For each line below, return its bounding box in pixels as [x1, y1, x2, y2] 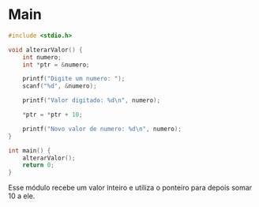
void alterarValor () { [8, 46, 83, 54]
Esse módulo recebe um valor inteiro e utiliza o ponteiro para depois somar [8, 183, 253, 193]
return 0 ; [22, 161, 55, 169]
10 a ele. [8, 191, 36, 201]
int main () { [8, 146, 51, 155]
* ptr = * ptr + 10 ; [22, 111, 83, 119]
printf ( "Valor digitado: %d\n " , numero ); [22, 96, 160, 104]
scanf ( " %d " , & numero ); [22, 82, 97, 90]
